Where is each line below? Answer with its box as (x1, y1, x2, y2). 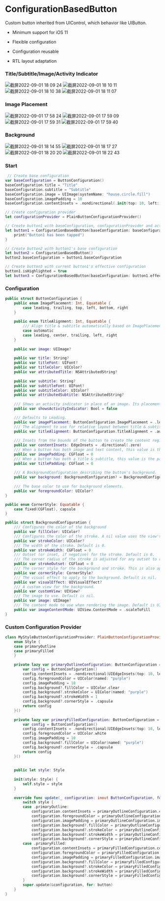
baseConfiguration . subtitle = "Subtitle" (5, 187, 91, 192)
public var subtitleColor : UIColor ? (14, 388, 89, 393)
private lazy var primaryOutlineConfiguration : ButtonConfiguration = (14, 662, 162, 667)
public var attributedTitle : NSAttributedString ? (14, 370, 118, 375)
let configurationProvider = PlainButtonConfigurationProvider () (5, 215, 141, 220)
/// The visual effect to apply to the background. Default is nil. (14, 575, 157, 580)
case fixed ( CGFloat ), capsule (14, 507, 76, 512)
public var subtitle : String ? (14, 378, 76, 383)
